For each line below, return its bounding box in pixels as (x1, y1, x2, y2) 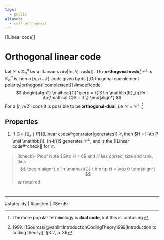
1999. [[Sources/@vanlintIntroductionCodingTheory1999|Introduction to (12, 224, 157, 230)
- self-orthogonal (9, 21, 47, 26)
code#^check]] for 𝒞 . (12, 144, 55, 149)
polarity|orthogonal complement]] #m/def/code (5, 82, 101, 88)
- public (9, 12, 27, 17)
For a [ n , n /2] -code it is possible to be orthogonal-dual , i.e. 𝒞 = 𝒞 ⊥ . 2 (5, 102, 144, 109)
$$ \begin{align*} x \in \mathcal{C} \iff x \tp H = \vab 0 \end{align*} (20, 166, 156, 172)
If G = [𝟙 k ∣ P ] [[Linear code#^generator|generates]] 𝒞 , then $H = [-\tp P (12, 131, 159, 138)
